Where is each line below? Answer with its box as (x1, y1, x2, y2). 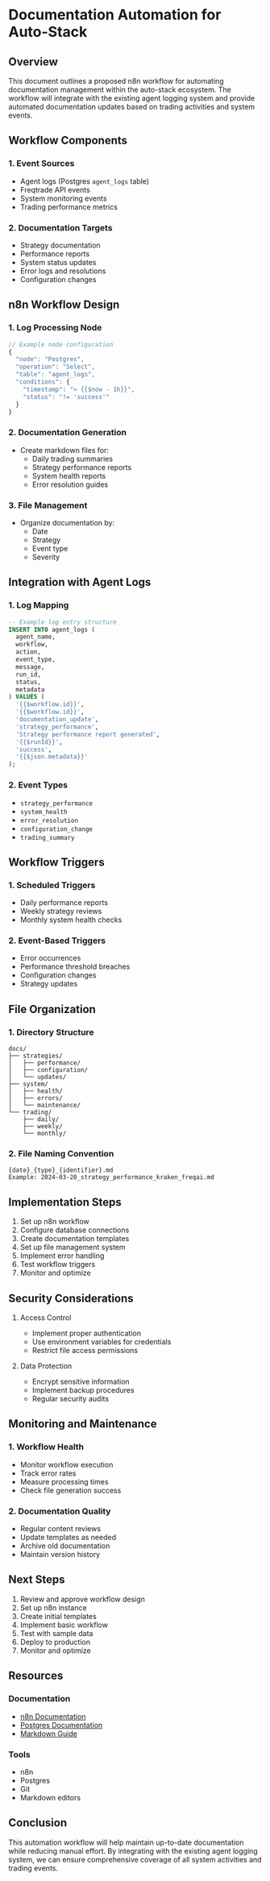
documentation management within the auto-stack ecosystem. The (8, 85, 231, 94)
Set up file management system (19, 1243, 127, 1252)
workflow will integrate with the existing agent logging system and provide (8, 93, 255, 102)
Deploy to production (19, 1637, 91, 1646)
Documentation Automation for (8, 6, 222, 24)
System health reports (31, 471, 106, 480)
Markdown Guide (19, 1729, 78, 1738)
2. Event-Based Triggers (8, 935, 106, 946)
